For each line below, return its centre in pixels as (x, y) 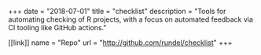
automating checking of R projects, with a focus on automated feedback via (131, 19)
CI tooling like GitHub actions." (57, 27)
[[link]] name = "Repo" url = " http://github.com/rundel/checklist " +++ (120, 43)
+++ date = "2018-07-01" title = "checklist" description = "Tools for (117, 11)
